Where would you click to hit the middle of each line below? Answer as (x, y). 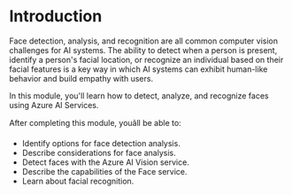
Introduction (56, 16)
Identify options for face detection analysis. (101, 143)
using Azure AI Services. (54, 105)
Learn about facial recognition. (78, 181)
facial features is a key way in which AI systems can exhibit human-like (138, 69)
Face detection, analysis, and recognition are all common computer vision (144, 41)
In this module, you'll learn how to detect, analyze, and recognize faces (139, 96)
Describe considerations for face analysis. (99, 152)
